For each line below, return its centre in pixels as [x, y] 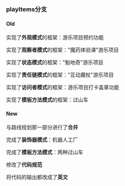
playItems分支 [27, 9]
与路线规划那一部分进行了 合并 [42, 127]
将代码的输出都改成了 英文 [37, 177]
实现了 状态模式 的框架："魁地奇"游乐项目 [55, 62]
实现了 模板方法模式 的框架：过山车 [47, 100]
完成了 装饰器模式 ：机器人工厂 [42, 140]
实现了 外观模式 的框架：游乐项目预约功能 [55, 38]
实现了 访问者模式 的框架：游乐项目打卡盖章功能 [62, 87]
